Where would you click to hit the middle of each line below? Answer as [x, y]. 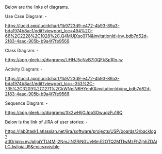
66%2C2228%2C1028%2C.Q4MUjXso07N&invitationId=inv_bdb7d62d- [77, 36]
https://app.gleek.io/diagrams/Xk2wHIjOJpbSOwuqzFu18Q [64, 112]
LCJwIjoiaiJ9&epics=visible [32, 147]
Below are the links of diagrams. [37, 7]
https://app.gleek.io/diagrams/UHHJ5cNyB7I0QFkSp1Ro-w [64, 60]
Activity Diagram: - [24, 69]
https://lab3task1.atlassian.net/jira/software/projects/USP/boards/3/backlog [81, 131]
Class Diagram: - [22, 50]
